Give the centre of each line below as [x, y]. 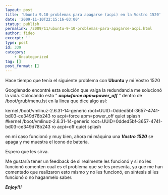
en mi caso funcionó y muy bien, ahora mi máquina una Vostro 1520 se [79, 137]
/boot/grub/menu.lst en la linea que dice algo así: [56, 101]
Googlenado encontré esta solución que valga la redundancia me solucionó [84, 90]
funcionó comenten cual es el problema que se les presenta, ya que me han [84, 167]
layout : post [19, 10]
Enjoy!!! [14, 187]
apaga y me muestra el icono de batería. [47, 142]
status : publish [22, 24]
